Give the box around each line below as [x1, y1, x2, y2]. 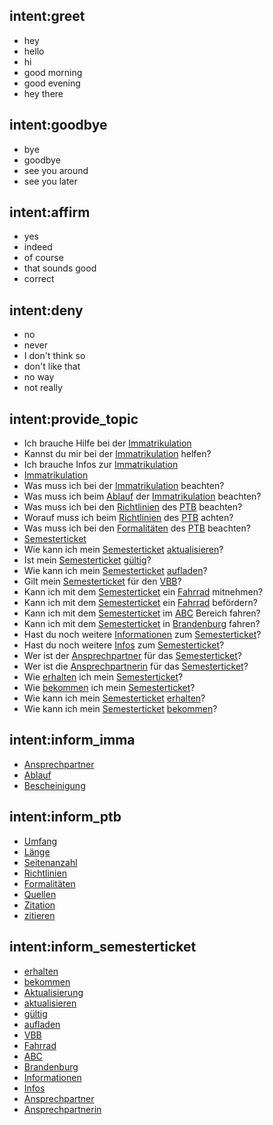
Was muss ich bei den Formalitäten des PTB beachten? [23, 522, 251, 534]
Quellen [23, 888, 57, 900]
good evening [23, 77, 81, 89]
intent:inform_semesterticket [9, 939, 197, 956]
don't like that [23, 360, 81, 373]
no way [23, 371, 55, 383]
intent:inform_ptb [9, 809, 122, 826]
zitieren [23, 909, 56, 921]
